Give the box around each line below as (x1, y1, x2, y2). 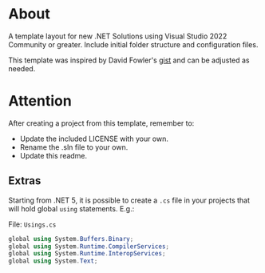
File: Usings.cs (8, 219, 57, 229)
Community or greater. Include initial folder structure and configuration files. (8, 39, 259, 49)
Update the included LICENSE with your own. (19, 134, 169, 143)
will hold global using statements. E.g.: (8, 203, 135, 213)
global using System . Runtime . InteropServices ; (8, 250, 166, 258)
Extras (8, 174, 42, 188)
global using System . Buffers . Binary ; (8, 235, 134, 243)
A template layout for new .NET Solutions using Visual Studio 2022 (8, 31, 227, 41)
